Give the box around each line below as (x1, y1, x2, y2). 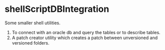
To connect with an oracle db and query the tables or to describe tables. (11, 29, 161, 35)
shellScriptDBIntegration (4, 3, 109, 15)
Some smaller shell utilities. (4, 20, 61, 26)
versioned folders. (11, 40, 49, 46)
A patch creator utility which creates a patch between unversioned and (11, 35, 158, 41)
